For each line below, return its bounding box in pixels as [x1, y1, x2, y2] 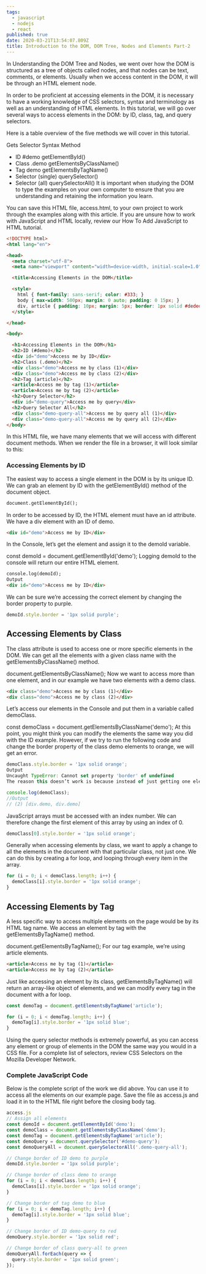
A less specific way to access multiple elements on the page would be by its [6, 918, 199, 925]
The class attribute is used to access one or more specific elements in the [6, 645, 193, 652]
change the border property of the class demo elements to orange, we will [6, 743, 194, 750]
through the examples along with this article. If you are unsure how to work [6, 210, 196, 218]
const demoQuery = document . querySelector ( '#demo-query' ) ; [6, 1138, 161, 1145]
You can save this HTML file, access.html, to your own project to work [6, 204, 183, 212]
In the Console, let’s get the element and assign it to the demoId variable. [6, 540, 191, 548]
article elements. [6, 949, 49, 956]
